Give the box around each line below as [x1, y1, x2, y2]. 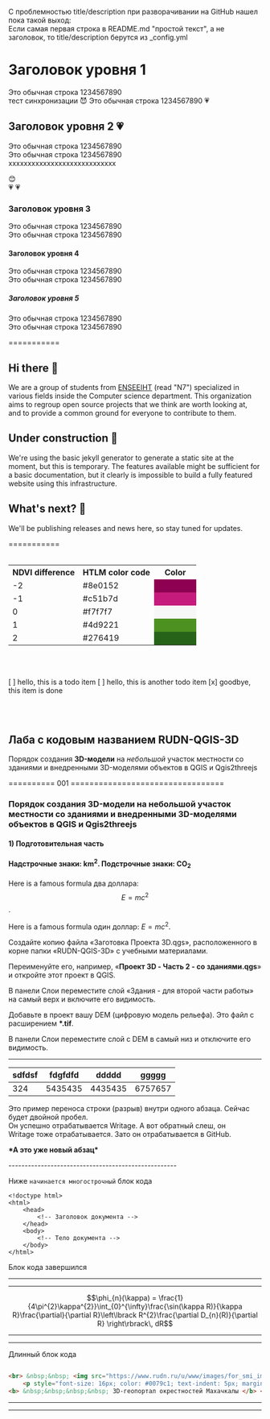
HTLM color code [83, 566, 151, 578]
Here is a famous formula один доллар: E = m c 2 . [8, 920, 171, 931]
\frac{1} [157, 1292, 183, 1302]
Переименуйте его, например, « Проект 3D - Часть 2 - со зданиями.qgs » [8, 961, 262, 971]
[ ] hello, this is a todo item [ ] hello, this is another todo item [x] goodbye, [8, 677, 252, 687]
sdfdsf [12, 1069, 39, 1081]
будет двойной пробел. [8, 1112, 88, 1122]
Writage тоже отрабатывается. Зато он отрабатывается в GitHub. [8, 1129, 231, 1139]
